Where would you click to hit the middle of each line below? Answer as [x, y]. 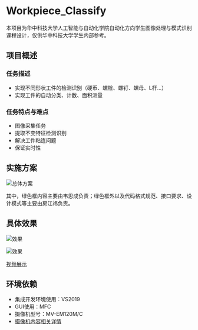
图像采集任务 [30, 125]
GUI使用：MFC [33, 306]
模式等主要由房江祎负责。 [42, 203]
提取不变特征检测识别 [40, 133]
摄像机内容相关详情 [38, 321]
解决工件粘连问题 [35, 140]
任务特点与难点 [27, 112]
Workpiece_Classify [56, 11]
